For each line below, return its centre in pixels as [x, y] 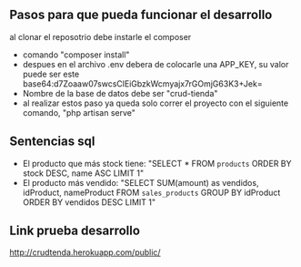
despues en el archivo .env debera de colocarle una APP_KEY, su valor [156, 64]
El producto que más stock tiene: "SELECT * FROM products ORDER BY [157, 163]
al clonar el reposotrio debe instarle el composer [100, 36]
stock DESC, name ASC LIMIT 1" [83, 173]
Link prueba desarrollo [75, 231]
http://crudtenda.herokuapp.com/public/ [85, 252]
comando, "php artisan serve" [79, 112]
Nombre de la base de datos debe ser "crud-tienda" [120, 93]
